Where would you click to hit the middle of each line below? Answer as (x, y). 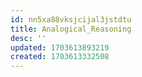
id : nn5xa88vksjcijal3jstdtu (71, 19)
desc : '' (28, 38)
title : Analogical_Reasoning (71, 29)
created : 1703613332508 (60, 57)
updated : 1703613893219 (60, 47)
